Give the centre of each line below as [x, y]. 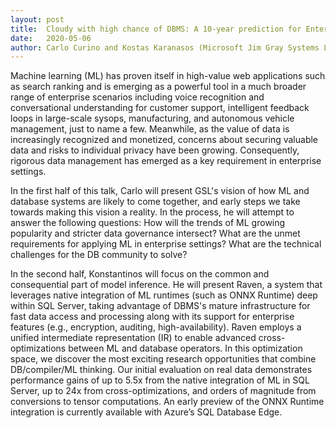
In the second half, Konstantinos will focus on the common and [140, 274]
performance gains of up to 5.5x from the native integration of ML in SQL [160, 380]
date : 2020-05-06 [51, 38]
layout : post [37, 19]
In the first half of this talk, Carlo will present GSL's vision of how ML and [160, 191]
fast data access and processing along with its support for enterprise [152, 317]
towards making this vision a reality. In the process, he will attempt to [152, 212]
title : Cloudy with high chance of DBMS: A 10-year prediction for [156, 29]
